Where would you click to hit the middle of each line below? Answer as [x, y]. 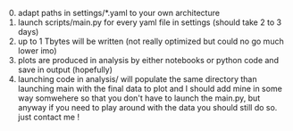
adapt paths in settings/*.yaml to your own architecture [119, 13]
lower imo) [37, 51]
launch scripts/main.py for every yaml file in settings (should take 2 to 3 [150, 22]
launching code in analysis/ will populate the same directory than [137, 79]
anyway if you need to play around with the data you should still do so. [147, 107]
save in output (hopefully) [65, 70]
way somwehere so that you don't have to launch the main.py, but [139, 98]
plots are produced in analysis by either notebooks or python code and [148, 60]
